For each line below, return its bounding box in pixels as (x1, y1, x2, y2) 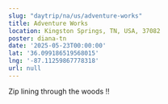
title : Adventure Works (8, 19, 89, 27)
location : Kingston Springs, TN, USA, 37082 (8, 27, 161, 35)
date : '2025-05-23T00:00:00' (8, 42, 107, 50)
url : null (8, 64, 42, 73)
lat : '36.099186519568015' (8, 49, 99, 57)
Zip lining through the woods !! (8, 86, 111, 96)
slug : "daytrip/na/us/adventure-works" (8, 11, 143, 20)
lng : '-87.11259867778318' (8, 57, 99, 65)
